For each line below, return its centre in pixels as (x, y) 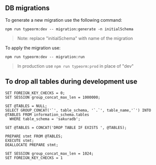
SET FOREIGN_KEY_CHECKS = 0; (35, 93)
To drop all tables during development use (71, 82)
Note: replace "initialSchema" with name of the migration (75, 38)
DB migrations (27, 8)
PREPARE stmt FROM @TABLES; (34, 136)
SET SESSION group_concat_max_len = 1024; (49, 153)
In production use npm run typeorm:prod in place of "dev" (76, 66)
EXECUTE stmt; (20, 140)
